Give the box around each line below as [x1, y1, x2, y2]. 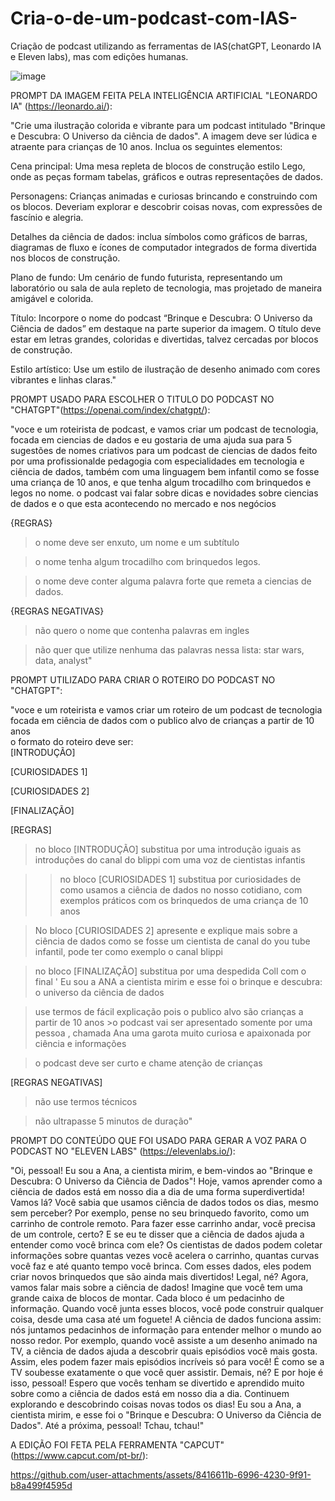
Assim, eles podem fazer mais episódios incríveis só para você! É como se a [10, 1355, 325, 1367]
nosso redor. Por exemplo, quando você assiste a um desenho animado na [10, 1334, 318, 1346]
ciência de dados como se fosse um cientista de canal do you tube [34, 935, 311, 947]
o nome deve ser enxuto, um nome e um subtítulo [34, 536, 240, 548]
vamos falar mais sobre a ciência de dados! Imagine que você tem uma [10, 1281, 303, 1293]
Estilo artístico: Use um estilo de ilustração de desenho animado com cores [10, 363, 321, 375]
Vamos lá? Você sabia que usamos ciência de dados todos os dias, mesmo [10, 1196, 319, 1208]
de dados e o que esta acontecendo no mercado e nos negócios [10, 497, 277, 509]
